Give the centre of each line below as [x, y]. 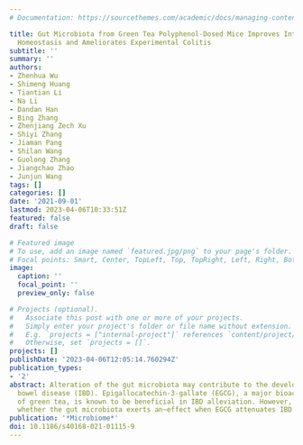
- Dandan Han [34, 109]
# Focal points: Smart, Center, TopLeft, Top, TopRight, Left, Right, [145, 259]
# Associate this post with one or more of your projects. [127, 318]
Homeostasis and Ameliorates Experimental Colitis [115, 42]
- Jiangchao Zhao [42, 168]
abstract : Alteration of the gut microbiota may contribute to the [139, 385]
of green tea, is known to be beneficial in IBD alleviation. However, [155, 402]
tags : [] [26, 185]
